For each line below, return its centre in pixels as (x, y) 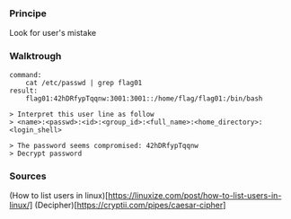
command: (26, 74)
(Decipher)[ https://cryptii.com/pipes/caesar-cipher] (130, 205)
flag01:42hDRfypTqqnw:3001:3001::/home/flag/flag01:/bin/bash (144, 98)
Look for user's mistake (53, 33)
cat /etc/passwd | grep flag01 (84, 83)
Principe (28, 13)
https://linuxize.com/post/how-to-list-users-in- (194, 195)
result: (24, 91)
